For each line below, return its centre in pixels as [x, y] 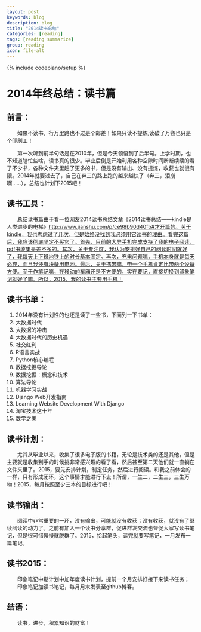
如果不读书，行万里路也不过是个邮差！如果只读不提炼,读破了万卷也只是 [104, 133]
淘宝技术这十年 [34, 411]
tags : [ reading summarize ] [40, 39]
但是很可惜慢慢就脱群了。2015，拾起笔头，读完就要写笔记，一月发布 [101, 536]
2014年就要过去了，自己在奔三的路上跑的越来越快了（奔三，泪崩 [96, 175]
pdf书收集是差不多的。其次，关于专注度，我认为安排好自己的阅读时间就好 [97, 249]
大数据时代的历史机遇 [41, 338]
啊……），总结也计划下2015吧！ [45, 183]
